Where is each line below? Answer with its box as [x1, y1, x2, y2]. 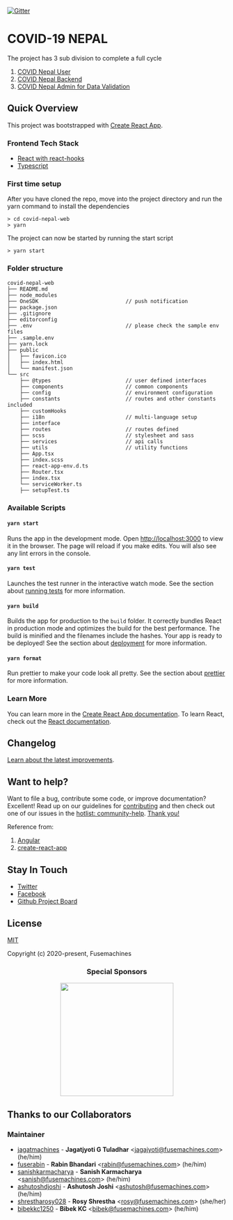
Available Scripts [7, 502, 66, 512]
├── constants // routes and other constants [19, 395, 216, 402]
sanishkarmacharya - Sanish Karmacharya [17, 1167, 143, 1175]
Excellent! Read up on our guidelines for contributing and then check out [7, 802, 216, 810]
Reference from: [7, 823, 54, 831]
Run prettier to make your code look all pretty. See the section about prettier [7, 669, 225, 677]
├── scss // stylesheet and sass [19, 432, 195, 439]
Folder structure [7, 263, 63, 273]
